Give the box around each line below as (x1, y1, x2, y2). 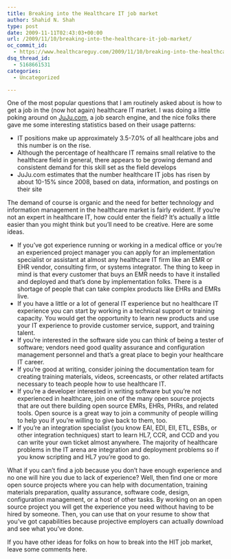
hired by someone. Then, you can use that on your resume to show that (7, 510, 210, 518)
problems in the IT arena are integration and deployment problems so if (16, 446, 219, 454)
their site (16, 185, 43, 193)
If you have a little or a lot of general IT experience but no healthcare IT (16, 300, 219, 308)
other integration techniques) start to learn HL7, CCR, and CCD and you (16, 431, 219, 439)
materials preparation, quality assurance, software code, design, (7, 488, 190, 496)
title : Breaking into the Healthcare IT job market (7, 10, 158, 17)
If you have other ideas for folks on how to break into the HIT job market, (7, 538, 213, 547)
